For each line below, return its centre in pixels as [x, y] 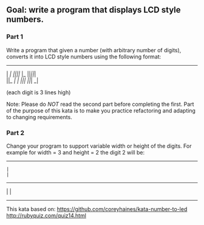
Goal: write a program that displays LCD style [93, 10]
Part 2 [15, 133]
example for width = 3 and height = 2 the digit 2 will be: [76, 152]
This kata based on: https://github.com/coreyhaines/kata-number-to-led [97, 209]
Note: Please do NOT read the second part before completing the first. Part [100, 104]
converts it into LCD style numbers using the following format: [84, 57]
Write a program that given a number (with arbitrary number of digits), [94, 50]
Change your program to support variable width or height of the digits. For [99, 146]
